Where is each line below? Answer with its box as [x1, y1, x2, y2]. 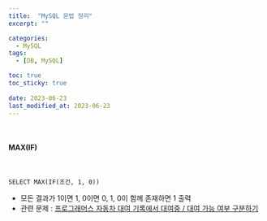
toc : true [8, 71, 42, 80]
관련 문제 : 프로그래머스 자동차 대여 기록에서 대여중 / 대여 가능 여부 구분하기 [19, 203, 259, 213]
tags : [8, 50, 27, 58]
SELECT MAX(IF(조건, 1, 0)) [8, 178, 100, 186]
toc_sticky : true [8, 79, 67, 87]
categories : [8, 34, 49, 42]
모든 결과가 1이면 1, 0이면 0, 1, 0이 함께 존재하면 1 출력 [19, 193, 192, 203]
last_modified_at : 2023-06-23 [8, 102, 111, 110]
